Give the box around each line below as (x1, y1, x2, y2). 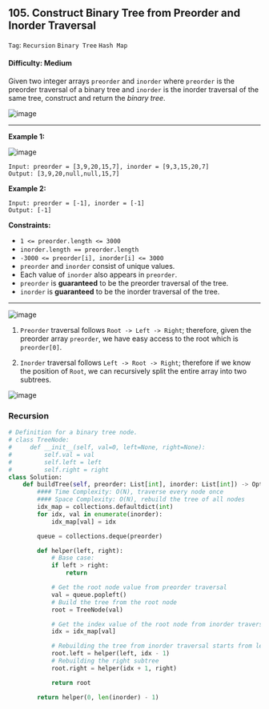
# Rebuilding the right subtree (50, 657, 159, 665)
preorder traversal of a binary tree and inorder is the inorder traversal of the (8, 85, 259, 94)
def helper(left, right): (37, 547, 124, 555)
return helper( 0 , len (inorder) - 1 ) (37, 693, 159, 701)
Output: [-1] (8, 206, 52, 214)
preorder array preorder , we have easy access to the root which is (19, 334, 239, 343)
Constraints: (8, 220, 51, 230)
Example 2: (8, 184, 46, 194)
